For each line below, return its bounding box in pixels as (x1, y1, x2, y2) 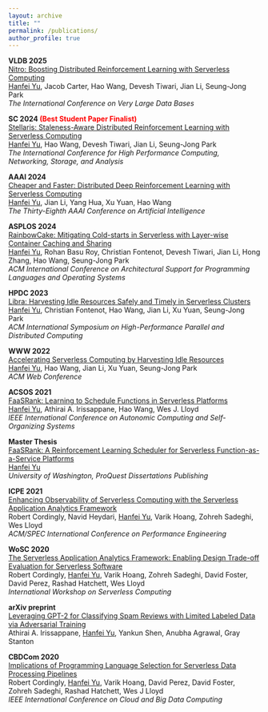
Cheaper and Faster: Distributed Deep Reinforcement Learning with (8, 181, 230, 191)
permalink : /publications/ (8, 26, 98, 34)
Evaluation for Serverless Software (8, 561, 123, 571)
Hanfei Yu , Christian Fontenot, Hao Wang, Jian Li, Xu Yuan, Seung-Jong (8, 305, 246, 315)
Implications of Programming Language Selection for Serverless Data (8, 661, 237, 670)
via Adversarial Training (8, 620, 86, 630)
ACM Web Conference (8, 372, 82, 381)
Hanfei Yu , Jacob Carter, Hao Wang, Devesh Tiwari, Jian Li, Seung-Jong (8, 82, 246, 91)
